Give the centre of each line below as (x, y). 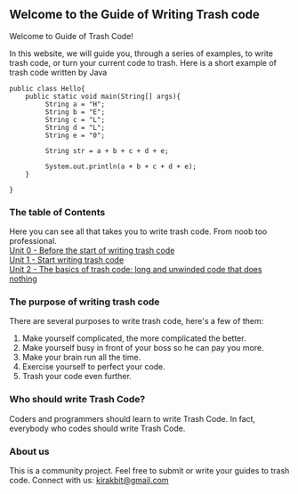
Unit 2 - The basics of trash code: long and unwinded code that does (136, 270)
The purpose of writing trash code (85, 302)
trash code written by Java (58, 72)
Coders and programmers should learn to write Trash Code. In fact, (133, 418)
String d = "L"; (75, 127)
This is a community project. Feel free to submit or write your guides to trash (149, 470)
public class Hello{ (48, 88)
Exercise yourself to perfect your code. (94, 367)
